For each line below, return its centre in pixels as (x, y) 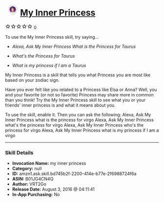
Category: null (27, 169)
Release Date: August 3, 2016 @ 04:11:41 (53, 189)
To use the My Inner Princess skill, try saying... (52, 37)
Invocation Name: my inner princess (49, 163)
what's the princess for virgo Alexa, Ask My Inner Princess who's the (74, 125)
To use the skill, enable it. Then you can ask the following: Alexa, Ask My (78, 114)
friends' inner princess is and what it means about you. (60, 105)
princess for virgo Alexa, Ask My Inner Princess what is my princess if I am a (82, 130)
